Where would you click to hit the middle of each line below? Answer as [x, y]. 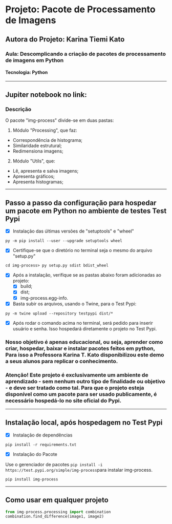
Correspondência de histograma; [48, 140]
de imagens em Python [35, 60]
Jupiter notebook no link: [46, 95]
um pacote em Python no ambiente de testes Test [86, 211]
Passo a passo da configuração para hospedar [81, 203]
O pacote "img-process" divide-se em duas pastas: [60, 120]
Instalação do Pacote [35, 454]
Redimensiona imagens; [38, 151]
